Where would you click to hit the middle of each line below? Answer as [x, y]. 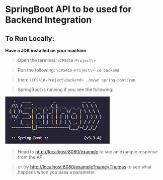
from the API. [31, 157]
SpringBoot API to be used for [68, 9]
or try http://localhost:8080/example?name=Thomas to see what [85, 167]
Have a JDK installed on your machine [46, 51]
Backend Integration [49, 20]
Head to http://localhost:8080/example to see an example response [88, 152]
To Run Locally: [30, 38]
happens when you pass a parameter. [57, 172]
